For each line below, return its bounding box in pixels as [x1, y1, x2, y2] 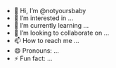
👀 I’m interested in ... [13, 14, 74, 22]
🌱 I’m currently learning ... [13, 22, 89, 29]
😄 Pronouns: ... [13, 46, 60, 55]
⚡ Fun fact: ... [13, 54, 53, 62]
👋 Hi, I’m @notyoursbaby [13, 7, 86, 15]
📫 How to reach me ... [13, 37, 79, 44]
